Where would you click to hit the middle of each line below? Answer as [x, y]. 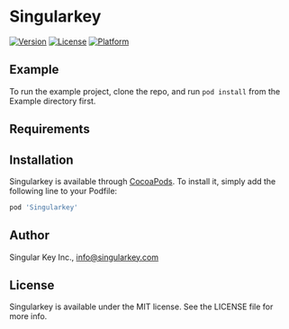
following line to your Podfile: [63, 191]
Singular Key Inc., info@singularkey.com [84, 257]
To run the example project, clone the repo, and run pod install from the [145, 91]
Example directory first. [53, 101]
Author [29, 236]
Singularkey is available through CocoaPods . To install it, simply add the [143, 181]
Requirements [50, 129]
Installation [41, 160]
